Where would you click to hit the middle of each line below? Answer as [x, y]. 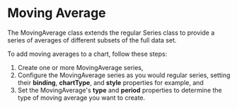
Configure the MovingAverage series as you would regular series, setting [124, 75]
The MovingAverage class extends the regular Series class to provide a [111, 33]
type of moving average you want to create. [81, 98]
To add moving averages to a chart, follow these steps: [87, 54]
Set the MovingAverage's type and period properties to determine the [120, 90]
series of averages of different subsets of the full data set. [92, 40]
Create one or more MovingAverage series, [80, 67]
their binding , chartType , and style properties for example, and [110, 82]
